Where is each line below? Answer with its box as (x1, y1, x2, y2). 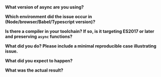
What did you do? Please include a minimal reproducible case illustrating (5, 43, 157, 49)
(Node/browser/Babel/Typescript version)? (5, 19, 96, 25)
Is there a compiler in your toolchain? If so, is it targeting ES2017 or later (5, 28, 155, 34)
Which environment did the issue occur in (5, 14, 92, 19)
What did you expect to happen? (5, 58, 73, 63)
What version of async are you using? (5, 4, 84, 10)
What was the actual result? (5, 67, 64, 73)
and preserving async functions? (5, 34, 73, 39)
